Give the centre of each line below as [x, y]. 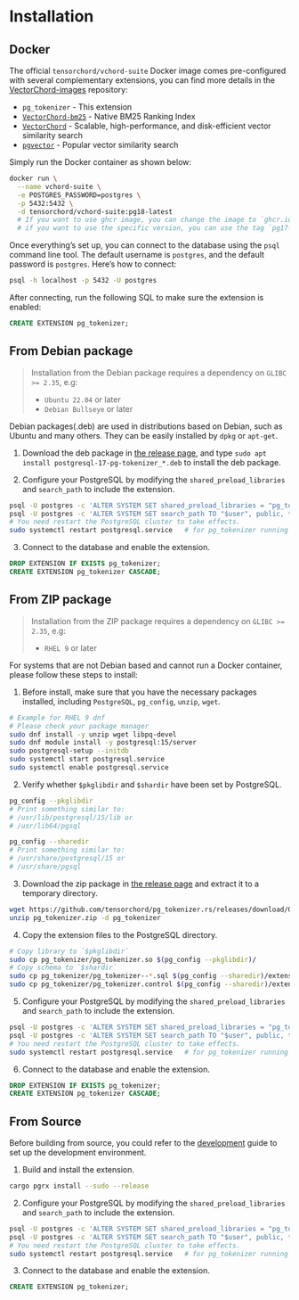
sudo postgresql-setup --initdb [69, 751]
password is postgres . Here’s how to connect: [93, 264]
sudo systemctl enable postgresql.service [89, 768]
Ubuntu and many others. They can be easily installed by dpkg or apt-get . [144, 435]
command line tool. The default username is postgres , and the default [137, 255]
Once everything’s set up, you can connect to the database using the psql [145, 245]
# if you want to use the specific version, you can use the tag [141, 228]
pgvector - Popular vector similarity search [100, 145]
